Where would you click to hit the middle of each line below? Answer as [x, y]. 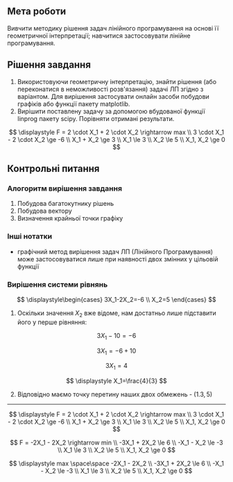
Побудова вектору [45, 211]
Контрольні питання [53, 169]
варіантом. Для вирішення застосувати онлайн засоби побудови [113, 96]
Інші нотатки [30, 236]
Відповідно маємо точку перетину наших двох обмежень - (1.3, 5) [115, 394]
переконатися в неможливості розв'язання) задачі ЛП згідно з [110, 89]
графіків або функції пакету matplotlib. [74, 104]
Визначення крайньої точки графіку [70, 218]
